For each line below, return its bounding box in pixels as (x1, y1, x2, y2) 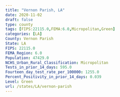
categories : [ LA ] (5, 31, 42, 36)
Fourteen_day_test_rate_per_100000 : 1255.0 (5, 70, 100, 75)
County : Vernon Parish (5, 36, 54, 42)
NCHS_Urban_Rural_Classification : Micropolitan (5, 60, 109, 65)
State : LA (5, 41, 27, 46)
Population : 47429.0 (5, 55, 50, 61)
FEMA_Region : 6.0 (5, 50, 42, 55)
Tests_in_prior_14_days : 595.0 (5, 65, 72, 70)
